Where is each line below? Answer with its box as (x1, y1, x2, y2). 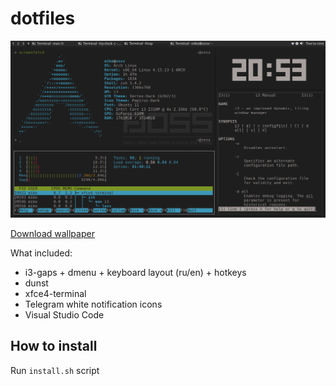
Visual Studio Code (24, 308, 105, 321)
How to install (10, 338, 98, 355)
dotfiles (10, 7, 76, 30)
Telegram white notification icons (24, 298, 163, 310)
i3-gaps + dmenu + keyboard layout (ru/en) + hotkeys (24, 266, 247, 278)
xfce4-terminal (24, 287, 87, 299)
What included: (10, 247, 73, 259)
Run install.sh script (10, 364, 100, 376)
